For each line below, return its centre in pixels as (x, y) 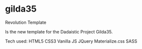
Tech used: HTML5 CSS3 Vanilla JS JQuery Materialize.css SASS (71, 41)
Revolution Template (26, 22)
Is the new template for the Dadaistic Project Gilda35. (59, 32)
